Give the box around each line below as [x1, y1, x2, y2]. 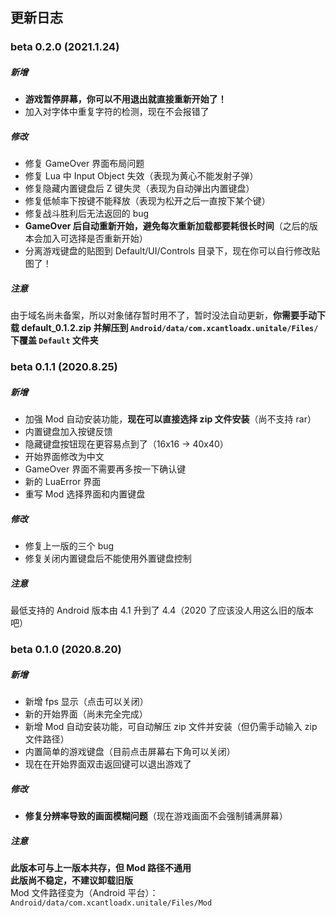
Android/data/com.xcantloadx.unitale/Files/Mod [10, 898, 213, 908]
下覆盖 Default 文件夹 [10, 334, 99, 347]
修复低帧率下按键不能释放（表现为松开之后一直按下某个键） [24, 195, 271, 207]
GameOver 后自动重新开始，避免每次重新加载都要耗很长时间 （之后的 [24, 220, 310, 232]
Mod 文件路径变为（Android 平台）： [10, 886, 159, 898]
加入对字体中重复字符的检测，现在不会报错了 [24, 106, 210, 118]
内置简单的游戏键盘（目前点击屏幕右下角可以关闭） [24, 745, 236, 757]
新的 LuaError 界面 [24, 476, 102, 488]
